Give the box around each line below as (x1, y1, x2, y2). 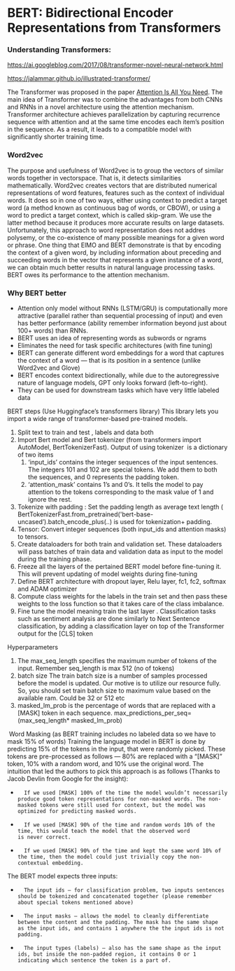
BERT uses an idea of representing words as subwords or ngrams (17, 334, 207, 342)
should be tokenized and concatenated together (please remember (17, 893, 212, 900)
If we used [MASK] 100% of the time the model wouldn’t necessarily (24, 789, 228, 797)
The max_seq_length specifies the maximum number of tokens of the (17, 657, 217, 665)
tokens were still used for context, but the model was (39, 802, 206, 809)
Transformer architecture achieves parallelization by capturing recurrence (7, 110, 220, 119)
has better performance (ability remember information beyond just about (17, 319, 227, 328)
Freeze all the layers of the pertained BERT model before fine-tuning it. (17, 563, 222, 571)
